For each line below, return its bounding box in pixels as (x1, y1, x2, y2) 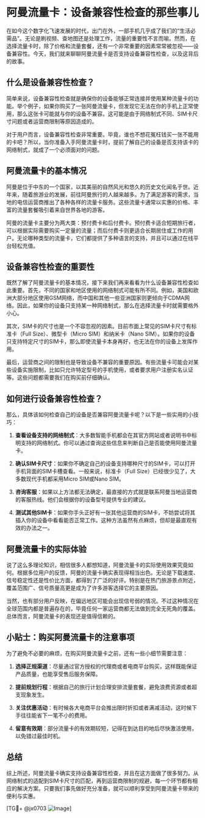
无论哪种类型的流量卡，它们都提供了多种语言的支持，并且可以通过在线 (16, 234, 193, 242)
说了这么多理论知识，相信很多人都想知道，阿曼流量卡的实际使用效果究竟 (6, 561, 188, 568)
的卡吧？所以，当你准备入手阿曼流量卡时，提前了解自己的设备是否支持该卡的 (6, 138, 199, 146)
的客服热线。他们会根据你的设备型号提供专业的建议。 (15, 496, 149, 503)
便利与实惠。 (6, 792, 38, 800)
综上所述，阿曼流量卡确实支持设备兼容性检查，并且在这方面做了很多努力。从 (6, 769, 199, 776)
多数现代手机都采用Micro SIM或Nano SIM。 (15, 475, 124, 482)
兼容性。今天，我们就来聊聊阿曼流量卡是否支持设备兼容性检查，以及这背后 (11, 50, 199, 57)
